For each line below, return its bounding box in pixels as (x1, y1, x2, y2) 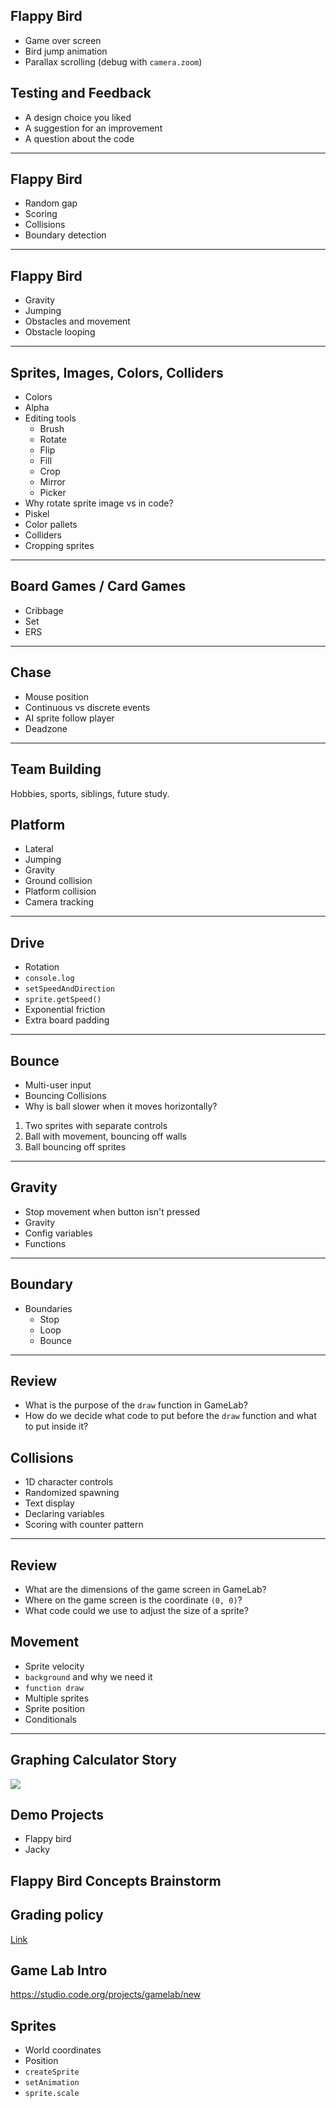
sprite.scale (24, 2089, 80, 2099)
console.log (24, 974, 75, 984)
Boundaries (24, 1302, 73, 1314)
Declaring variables (24, 1508, 105, 1520)
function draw (24, 1683, 84, 1693)
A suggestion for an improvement (24, 122, 163, 134)
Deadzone (24, 722, 68, 734)
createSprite (24, 2067, 80, 2078)
